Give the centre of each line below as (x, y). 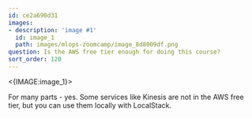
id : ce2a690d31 (33, 15)
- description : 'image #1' (53, 30)
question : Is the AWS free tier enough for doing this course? (115, 52)
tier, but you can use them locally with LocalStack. (90, 105)
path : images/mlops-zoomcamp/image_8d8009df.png (97, 45)
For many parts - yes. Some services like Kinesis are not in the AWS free (126, 97)
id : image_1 (35, 37)
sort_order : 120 (35, 60)
